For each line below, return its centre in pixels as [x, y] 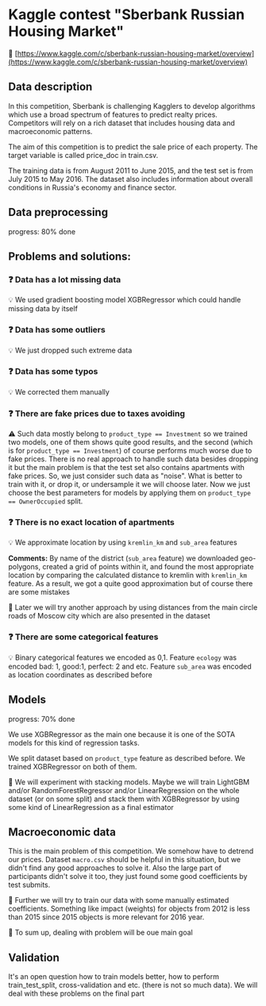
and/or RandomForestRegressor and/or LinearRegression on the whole [124, 790]
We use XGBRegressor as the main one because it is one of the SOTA [122, 734]
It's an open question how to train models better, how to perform [114, 977]
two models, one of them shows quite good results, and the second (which [131, 442]
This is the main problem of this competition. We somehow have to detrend [131, 851]
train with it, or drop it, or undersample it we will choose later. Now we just [129, 484]
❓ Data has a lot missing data [65, 279]
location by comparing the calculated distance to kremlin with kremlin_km [128, 575]
